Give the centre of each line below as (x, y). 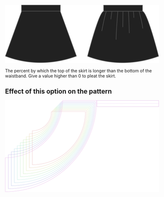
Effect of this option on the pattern (59, 91)
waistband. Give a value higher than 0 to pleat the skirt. (61, 76)
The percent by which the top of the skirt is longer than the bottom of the (79, 71)
